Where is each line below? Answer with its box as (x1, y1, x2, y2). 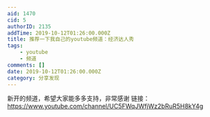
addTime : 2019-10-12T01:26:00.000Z (7, 29, 111, 37)
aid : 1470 (7, 10, 36, 17)
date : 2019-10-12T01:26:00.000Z (7, 68, 101, 75)
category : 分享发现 (7, 74, 60, 82)
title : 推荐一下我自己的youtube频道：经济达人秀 (7, 36, 135, 43)
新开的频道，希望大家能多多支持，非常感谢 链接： (7, 94, 150, 102)
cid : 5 (7, 17, 27, 24)
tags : (7, 42, 23, 49)
